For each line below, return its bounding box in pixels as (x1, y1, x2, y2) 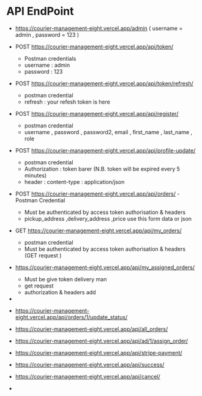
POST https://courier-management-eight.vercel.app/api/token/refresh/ (15, 80, 194, 87)
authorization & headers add (24, 288, 96, 295)
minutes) (24, 172, 47, 179)
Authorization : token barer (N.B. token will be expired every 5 (24, 165, 181, 172)
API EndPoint (6, 4, 74, 18)
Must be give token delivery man (24, 275, 107, 283)
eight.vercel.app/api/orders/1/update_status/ (15, 313, 128, 321)
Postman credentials (24, 55, 77, 62)
